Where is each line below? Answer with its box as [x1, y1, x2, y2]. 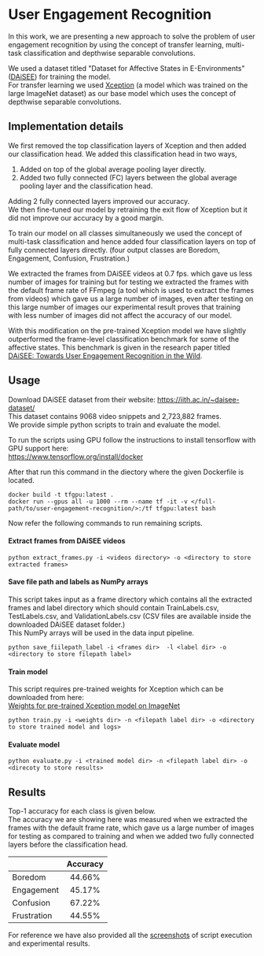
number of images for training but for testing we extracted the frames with [8, 277, 249, 287]
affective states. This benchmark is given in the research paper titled [8, 343, 230, 352]
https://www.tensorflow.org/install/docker [8, 451, 144, 461]
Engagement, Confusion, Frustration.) [8, 254, 130, 263]
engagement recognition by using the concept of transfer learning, [8, 39, 224, 49]
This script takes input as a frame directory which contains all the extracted [8, 595, 253, 604]
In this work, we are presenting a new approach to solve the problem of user [8, 31, 255, 41]
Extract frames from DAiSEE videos [8, 536, 126, 546]
